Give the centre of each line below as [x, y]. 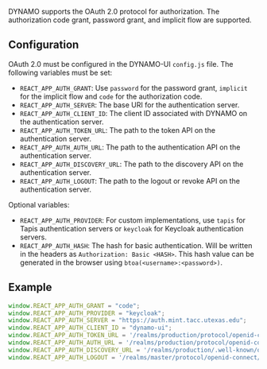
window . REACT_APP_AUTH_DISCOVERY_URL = [74, 350]
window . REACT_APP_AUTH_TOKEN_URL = [67, 336]
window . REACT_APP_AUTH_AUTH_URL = [66, 343]
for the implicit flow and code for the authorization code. [111, 96]
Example [30, 287]
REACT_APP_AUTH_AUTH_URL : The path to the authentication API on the [130, 147]
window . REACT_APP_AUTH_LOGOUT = [62, 357]
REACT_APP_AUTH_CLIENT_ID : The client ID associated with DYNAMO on [133, 113]
